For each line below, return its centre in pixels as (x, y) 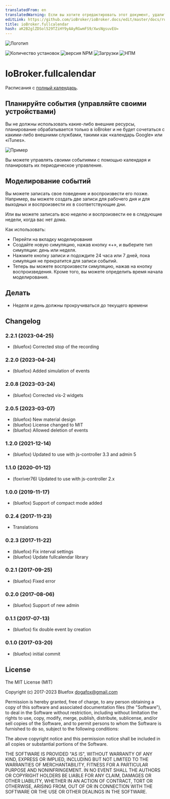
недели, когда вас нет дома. (36, 220)
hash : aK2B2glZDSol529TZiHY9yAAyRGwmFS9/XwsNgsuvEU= (62, 29)
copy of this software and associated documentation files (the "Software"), (83, 707)
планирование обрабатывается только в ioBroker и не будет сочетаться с (85, 129)
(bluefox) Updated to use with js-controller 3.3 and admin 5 (74, 454)
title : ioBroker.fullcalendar (37, 24)
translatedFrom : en (26, 10)
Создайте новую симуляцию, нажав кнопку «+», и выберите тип (82, 244)
